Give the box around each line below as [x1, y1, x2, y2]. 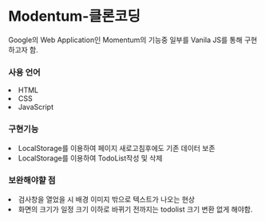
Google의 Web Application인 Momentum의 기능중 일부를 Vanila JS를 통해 [8, 35, 243, 45]
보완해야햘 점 [8, 175, 56, 186]
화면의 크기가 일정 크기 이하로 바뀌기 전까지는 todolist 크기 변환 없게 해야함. [18, 204, 253, 214]
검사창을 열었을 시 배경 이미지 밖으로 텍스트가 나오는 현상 [18, 194, 196, 204]
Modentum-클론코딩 [8, 7, 141, 25]
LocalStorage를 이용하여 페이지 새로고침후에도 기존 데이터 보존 [18, 143, 216, 153]
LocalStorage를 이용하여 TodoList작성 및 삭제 [18, 153, 163, 163]
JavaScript [18, 103, 54, 112]
